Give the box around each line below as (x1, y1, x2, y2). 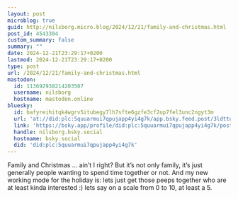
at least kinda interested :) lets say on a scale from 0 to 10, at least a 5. (7, 183, 212, 192)
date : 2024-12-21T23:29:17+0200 (7, 50, 103, 57)
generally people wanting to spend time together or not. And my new (7, 169, 209, 177)
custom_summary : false (7, 37, 74, 44)
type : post (7, 63, 40, 70)
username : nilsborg (13, 89, 72, 96)
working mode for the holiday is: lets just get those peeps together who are (7, 176, 227, 184)
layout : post (7, 10, 46, 18)
